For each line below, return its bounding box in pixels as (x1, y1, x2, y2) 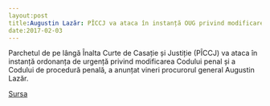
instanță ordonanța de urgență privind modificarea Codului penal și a (8, 57, 235, 66)
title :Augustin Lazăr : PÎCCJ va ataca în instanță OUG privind (8, 19, 225, 27)
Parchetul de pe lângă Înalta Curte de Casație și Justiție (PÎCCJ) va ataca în (8, 49, 258, 58)
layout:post (8, 11, 48, 20)
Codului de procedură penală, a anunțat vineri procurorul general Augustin (8, 65, 255, 75)
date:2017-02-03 (8, 26, 63, 34)
